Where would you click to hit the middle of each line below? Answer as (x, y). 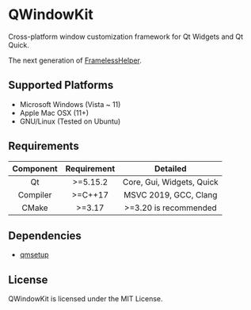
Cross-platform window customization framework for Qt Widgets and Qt (126, 36)
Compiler (35, 194)
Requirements (44, 146)
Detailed (171, 168)
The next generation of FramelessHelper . (75, 60)
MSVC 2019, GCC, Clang (171, 194)
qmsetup (34, 255)
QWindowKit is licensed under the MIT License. (86, 299)
